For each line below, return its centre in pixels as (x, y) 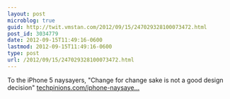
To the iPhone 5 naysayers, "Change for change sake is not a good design (116, 80)
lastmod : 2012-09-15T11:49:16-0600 (60, 47)
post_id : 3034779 (33, 34)
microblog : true (31, 21)
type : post (23, 54)
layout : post (27, 14)
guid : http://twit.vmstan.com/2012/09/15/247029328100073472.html (107, 27)
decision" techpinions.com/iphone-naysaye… (74, 87)
